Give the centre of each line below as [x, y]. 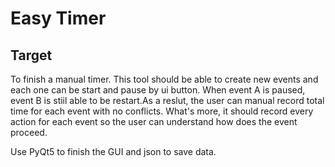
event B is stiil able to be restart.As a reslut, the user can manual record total [167, 100]
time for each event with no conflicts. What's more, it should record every [162, 111]
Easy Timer [58, 18]
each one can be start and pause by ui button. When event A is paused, [158, 90]
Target [31, 55]
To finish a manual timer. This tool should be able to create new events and [164, 79]
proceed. [29, 132]
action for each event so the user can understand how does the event [154, 121]
